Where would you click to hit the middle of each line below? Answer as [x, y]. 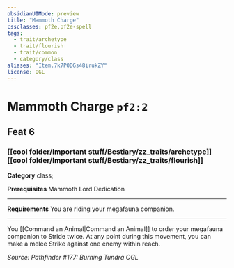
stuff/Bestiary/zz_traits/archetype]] [150, 152]
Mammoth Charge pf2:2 [78, 106]
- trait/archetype [40, 40]
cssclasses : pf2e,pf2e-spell [49, 26]
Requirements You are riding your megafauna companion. [91, 209]
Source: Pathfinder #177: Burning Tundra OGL [73, 258]
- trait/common [36, 53]
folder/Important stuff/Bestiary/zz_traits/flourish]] [116, 160]
